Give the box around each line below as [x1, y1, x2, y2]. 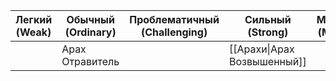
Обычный [66, 13, 115, 26]
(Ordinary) [64, 25, 117, 39]
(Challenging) [140, 25, 208, 39]
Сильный [244, 13, 292, 26]
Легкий [15, 13, 53, 26]
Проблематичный [129, 13, 220, 26]
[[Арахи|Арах [228, 42, 295, 56]
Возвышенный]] [228, 55, 307, 68]
